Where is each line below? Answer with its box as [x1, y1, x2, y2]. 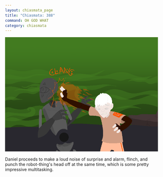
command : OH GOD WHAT [5, 18, 49, 23]
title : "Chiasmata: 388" [5, 13, 55, 18]
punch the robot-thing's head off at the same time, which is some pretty [5, 162, 149, 167]
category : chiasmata [5, 23, 47, 28]
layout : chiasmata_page [5, 8, 53, 13]
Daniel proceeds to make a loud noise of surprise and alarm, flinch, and [5, 156, 148, 162]
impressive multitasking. [5, 167, 54, 173]
